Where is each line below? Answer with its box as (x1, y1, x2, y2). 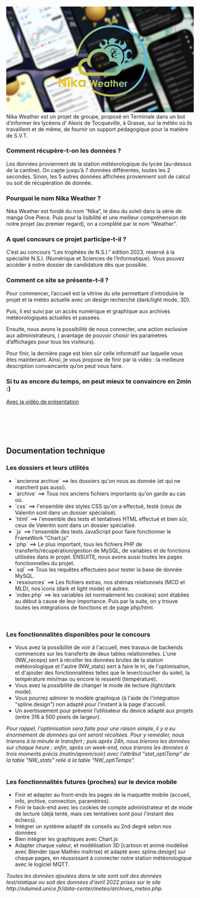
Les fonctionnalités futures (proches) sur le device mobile (6, 778, 177, 786)
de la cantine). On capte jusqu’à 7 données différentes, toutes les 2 (6, 166, 171, 173)
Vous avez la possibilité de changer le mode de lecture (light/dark (14, 681, 176, 688)
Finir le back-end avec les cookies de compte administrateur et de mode (14, 804, 193, 811)
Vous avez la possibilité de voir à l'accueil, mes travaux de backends (14, 644, 183, 651)
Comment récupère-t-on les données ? (6, 146, 121, 155)
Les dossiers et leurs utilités (6, 464, 89, 472)
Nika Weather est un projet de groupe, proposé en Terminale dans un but (6, 113, 186, 120)
